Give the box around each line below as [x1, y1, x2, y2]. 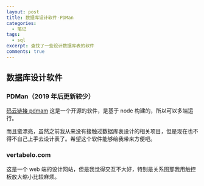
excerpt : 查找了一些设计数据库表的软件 [6, 43, 94, 49]
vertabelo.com [6, 151, 51, 159]
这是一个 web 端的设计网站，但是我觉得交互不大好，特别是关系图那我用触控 [6, 165, 196, 173]
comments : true [6, 49, 45, 55]
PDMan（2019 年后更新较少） [6, 92, 95, 101]
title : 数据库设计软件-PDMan [6, 15, 74, 21]
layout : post [6, 9, 40, 15]
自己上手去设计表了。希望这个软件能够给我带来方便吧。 [16, 135, 156, 143]
